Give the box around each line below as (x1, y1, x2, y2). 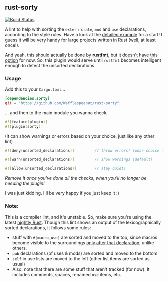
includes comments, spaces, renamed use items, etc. (12, 271, 121, 277)
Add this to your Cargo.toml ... (5, 86, 66, 92)
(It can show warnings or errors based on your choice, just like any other (5, 133, 155, 139)
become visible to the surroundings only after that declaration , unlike (12, 239, 154, 246)
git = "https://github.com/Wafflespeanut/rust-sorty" (5, 100, 120, 106)
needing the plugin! (5, 180, 45, 186)
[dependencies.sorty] (5, 96, 50, 101)
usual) (12, 261, 26, 267)
